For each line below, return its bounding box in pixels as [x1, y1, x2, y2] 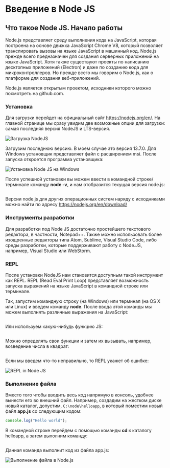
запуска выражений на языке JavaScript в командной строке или [5, 282, 148, 289]
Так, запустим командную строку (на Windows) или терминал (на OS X [5, 298, 161, 304]
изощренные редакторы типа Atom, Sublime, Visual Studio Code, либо [5, 236, 157, 243]
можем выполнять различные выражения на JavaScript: [5, 309, 129, 315]
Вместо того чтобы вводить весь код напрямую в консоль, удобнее [5, 392, 154, 398]
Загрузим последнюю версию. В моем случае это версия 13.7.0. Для [5, 145, 157, 151]
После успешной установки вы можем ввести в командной [5, 176, 136, 182]
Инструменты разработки [5, 214, 75, 221]
